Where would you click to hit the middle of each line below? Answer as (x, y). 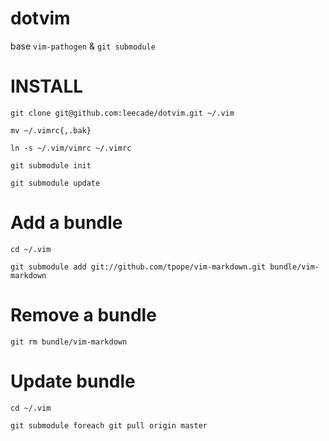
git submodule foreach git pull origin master (109, 425)
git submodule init (51, 165)
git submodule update (55, 183)
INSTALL (47, 86)
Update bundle (73, 381)
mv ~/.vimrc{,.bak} (51, 130)
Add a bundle (66, 223)
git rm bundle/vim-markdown (69, 342)
